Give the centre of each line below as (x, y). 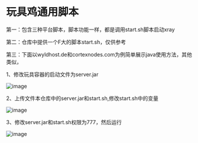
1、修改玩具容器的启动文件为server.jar (52, 74)
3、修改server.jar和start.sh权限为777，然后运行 (64, 122)
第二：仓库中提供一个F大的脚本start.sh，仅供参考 (66, 42)
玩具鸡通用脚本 (43, 12)
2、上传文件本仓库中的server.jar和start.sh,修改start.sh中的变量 (82, 98)
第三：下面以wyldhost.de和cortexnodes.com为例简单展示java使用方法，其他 (99, 54)
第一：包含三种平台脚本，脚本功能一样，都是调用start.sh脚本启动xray (91, 29)
